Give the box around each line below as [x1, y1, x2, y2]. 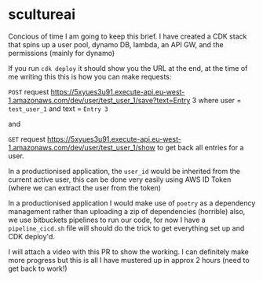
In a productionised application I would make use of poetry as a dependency [8, 198, 256, 208]
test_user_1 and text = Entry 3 [8, 104, 108, 113]
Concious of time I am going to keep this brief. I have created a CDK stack [8, 31, 247, 41]
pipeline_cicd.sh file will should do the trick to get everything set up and [8, 223, 245, 233]
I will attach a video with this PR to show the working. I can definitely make [8, 246, 249, 257]
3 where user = [192, 95, 242, 105]
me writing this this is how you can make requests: [8, 72, 172, 81]
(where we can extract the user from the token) [8, 183, 162, 192]
